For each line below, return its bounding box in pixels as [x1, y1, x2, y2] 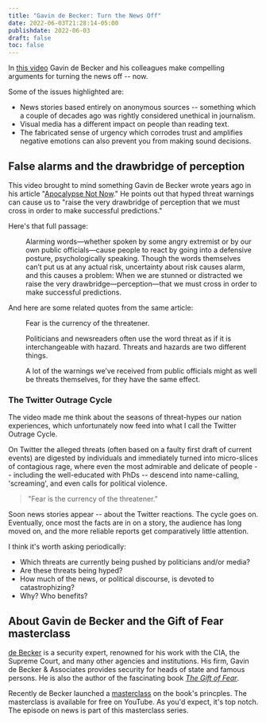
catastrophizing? [19, 583, 75, 592]
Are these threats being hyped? [19, 566, 123, 576]
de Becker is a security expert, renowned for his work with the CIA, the [8, 648, 241, 658]
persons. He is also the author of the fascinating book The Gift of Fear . [8, 674, 240, 683]
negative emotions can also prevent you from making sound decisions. [19, 136, 252, 146]
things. [25, 350, 48, 360]
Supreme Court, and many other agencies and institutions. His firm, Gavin [8, 656, 249, 666]
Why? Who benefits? [19, 591, 88, 601]
